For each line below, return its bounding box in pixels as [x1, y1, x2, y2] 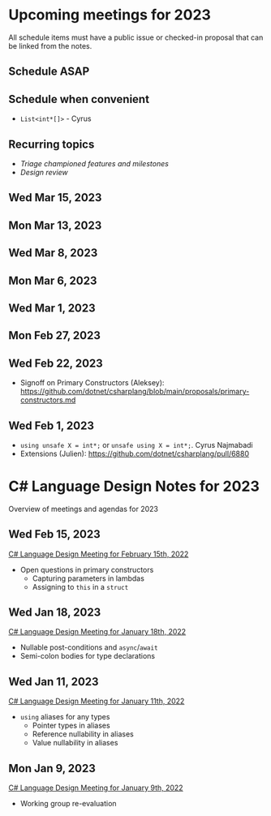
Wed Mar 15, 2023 [8, 191, 102, 204]
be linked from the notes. [8, 41, 92, 50]
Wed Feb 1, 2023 [8, 419, 95, 432]
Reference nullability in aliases [32, 729, 134, 739]
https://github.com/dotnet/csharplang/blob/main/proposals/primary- [19, 387, 250, 397]
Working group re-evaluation [19, 799, 117, 809]
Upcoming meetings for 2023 [8, 6, 211, 24]
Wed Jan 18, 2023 [8, 606, 101, 620]
